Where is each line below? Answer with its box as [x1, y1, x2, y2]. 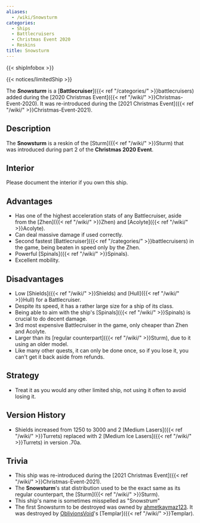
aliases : [6, 8, 28, 15]
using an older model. [14, 341, 69, 347]
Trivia [6, 456, 28, 466]
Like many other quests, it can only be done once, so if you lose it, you [14, 347, 189, 354]
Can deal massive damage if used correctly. [14, 231, 124, 238]
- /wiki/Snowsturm [11, 14, 58, 20]
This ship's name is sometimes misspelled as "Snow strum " [14, 497, 160, 504]
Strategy [6, 371, 39, 381]
